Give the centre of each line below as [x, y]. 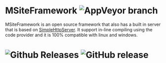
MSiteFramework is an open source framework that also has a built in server [83, 24]
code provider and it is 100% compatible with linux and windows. [71, 35]
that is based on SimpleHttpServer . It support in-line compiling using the [79, 29]
